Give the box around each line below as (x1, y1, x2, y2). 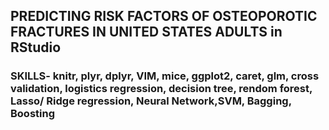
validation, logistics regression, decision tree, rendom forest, (10, 82, 313, 96)
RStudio (10, 39, 62, 56)
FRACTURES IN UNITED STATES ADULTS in (10, 24, 283, 41)
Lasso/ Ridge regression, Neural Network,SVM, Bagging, (10, 94, 292, 108)
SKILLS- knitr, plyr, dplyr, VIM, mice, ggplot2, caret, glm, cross (10, 69, 320, 83)
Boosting (10, 107, 55, 121)
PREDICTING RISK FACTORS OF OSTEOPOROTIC (10, 8, 318, 25)
